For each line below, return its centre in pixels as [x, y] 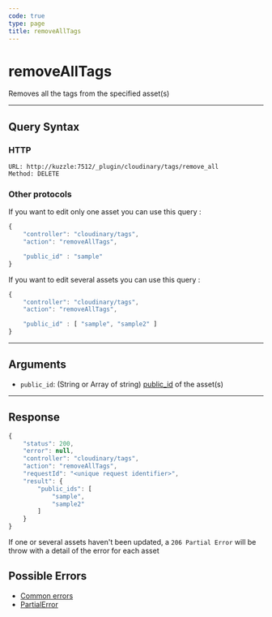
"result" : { [43, 481]
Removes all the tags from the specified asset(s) [89, 93]
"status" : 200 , [49, 443]
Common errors [47, 595]
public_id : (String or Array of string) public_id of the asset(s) [122, 384]
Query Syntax [44, 127]
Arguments [38, 365]
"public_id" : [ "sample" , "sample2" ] [90, 324]
